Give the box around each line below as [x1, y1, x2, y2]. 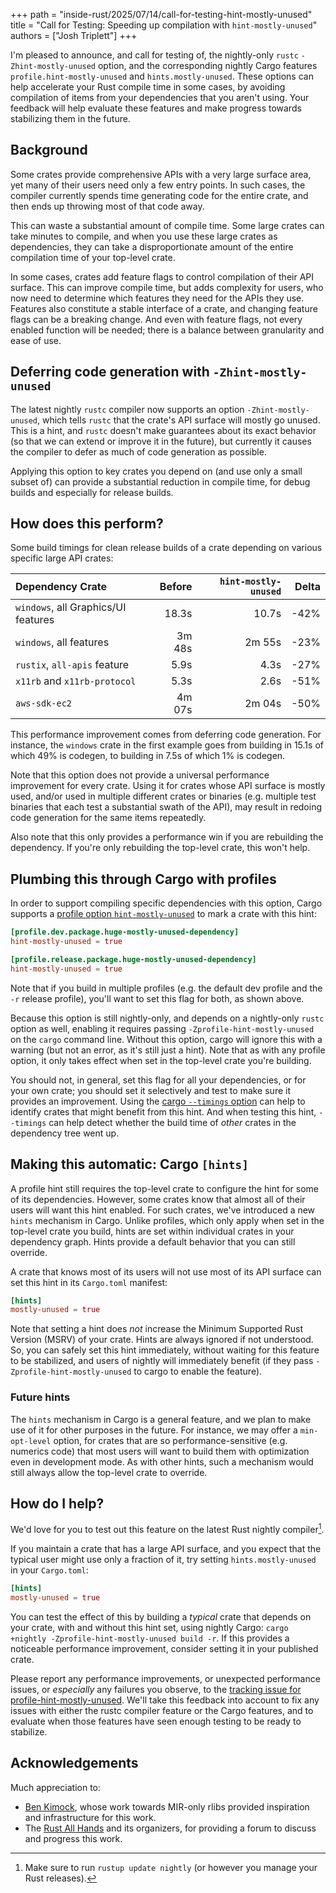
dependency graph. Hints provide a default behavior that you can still [10, 1235, 296, 1248]
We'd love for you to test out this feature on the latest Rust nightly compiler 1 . [10, 1522, 325, 1536]
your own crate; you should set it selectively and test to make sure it [10, 1084, 291, 1096]
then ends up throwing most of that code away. [10, 200, 205, 212]
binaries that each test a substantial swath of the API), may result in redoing [10, 801, 323, 813]
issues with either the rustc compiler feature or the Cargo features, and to [10, 1704, 314, 1716]
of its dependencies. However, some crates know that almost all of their [10, 1193, 306, 1205]
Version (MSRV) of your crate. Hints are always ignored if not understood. [10, 1334, 314, 1346]
